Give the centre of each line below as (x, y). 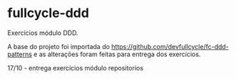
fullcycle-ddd (48, 13)
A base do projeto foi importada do (59, 46)
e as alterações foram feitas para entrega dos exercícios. (117, 54)
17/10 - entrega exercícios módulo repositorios (76, 68)
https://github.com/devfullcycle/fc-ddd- (170, 46)
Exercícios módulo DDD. (43, 33)
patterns (20, 54)
